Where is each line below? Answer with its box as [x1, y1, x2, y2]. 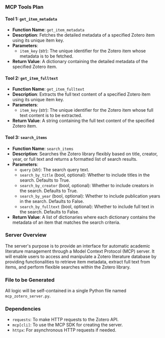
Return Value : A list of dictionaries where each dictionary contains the [12, 214, 156, 220]
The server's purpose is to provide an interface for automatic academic [5, 243, 151, 249]
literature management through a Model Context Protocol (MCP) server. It [5, 248, 155, 254]
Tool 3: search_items [5, 134, 47, 140]
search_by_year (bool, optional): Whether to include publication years [19, 193, 161, 199]
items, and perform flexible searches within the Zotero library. [5, 264, 131, 270]
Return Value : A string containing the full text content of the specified [12, 118, 155, 124]
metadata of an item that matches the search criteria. [12, 219, 121, 225]
